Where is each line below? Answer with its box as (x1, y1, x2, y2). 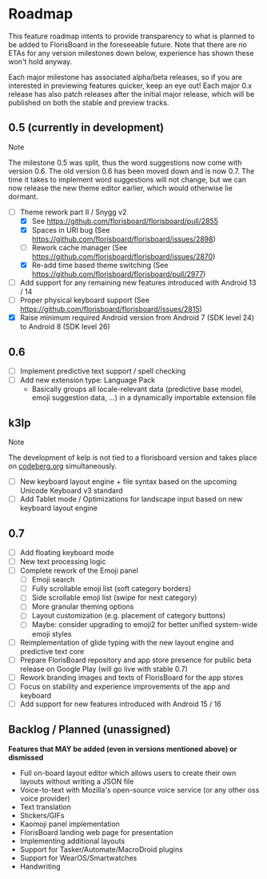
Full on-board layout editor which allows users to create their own (19, 768, 237, 777)
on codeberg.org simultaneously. (8, 461, 118, 470)
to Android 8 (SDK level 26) (19, 322, 110, 332)
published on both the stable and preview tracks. (8, 98, 169, 107)
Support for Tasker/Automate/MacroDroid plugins (19, 845, 184, 854)
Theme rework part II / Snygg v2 (19, 207, 127, 217)
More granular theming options (31, 601, 134, 612)
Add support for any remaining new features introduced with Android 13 (19, 278, 257, 288)
